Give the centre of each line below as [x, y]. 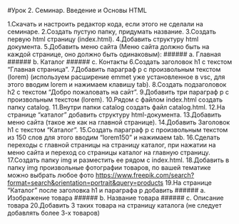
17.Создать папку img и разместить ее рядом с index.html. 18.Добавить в [118, 160]
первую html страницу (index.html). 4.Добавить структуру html [103, 39]
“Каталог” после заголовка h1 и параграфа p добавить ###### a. [107, 190]
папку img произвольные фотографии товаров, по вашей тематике [109, 167]
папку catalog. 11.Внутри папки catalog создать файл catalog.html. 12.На [116, 107]
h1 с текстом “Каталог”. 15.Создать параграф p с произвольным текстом [118, 130]
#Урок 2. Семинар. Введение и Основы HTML [77, 10]
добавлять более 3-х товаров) [54, 213]
